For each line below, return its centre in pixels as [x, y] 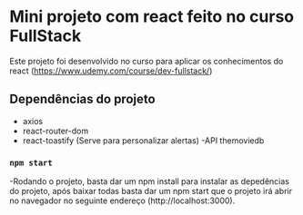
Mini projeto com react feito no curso [152, 17]
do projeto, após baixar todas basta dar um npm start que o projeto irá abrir [151, 191]
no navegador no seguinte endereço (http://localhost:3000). [122, 200]
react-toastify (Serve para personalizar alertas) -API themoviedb [143, 140]
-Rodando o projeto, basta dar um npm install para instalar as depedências [149, 181]
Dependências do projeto [83, 99]
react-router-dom [56, 131]
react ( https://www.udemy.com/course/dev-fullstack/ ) [111, 71]
